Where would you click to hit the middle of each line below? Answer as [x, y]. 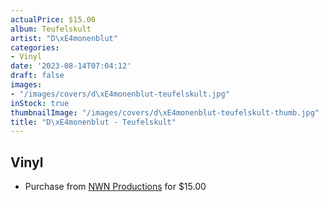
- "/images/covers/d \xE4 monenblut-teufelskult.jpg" [120, 94]
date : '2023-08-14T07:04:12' [71, 66]
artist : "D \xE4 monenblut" [64, 38]
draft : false [37, 76]
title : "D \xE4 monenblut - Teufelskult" [93, 122]
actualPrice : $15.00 [53, 19]
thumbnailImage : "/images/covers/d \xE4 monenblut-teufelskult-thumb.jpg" [165, 112]
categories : [35, 47]
